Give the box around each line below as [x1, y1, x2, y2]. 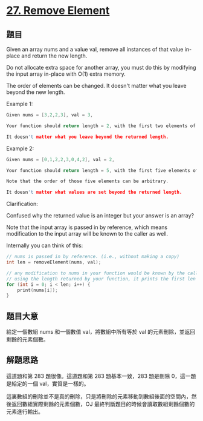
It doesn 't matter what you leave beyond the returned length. [6, 134, 169, 140]
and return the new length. [21, 52, 88, 59]
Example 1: [6, 101, 33, 107]
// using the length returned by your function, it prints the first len [6, 276, 196, 282]
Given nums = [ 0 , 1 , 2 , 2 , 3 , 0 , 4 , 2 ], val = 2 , [6, 156, 115, 162]
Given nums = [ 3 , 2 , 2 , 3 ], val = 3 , [6, 112, 94, 118]
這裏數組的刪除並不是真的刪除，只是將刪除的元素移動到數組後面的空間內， [6, 393, 192, 400]
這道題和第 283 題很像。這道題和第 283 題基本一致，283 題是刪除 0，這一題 [6, 372, 196, 379]
